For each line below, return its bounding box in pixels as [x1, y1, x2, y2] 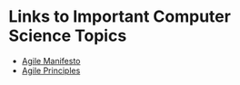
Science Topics [8, 25, 127, 46]
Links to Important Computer [8, 6, 231, 27]
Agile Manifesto [21, 55, 81, 66]
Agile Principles [21, 65, 81, 76]
